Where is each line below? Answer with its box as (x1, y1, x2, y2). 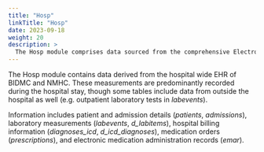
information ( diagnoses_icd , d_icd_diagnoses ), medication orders (8, 127, 220, 136)
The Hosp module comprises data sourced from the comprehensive (15, 48, 230, 56)
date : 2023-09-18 (8, 26, 65, 34)
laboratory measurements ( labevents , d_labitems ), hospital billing (8, 119, 220, 128)
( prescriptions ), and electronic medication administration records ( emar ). (8, 135, 245, 144)
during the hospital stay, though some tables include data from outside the (8, 87, 249, 95)
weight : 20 (8, 33, 44, 42)
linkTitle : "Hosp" (8, 19, 68, 27)
